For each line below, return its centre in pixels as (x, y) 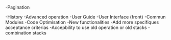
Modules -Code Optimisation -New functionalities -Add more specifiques (82, 22)
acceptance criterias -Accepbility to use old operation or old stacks (76, 27)
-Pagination (17, 7)
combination (18, 33)
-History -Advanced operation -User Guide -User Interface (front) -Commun (86, 17)
